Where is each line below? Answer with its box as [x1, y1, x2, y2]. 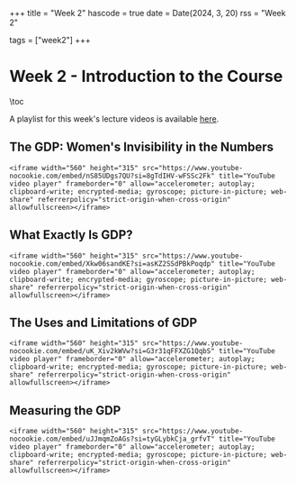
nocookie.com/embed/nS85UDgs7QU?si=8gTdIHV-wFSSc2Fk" [9, 171, 216, 180]
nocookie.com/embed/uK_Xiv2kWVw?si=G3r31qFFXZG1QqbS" [9, 347, 216, 356]
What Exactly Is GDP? [9, 227, 133, 242]
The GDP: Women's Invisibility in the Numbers [9, 140, 274, 155]
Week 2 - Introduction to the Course [9, 67, 283, 87]
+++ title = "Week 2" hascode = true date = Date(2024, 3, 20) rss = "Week [9, 8, 286, 18]
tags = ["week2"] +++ [9, 35, 92, 45]
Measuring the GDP [9, 403, 121, 418]
